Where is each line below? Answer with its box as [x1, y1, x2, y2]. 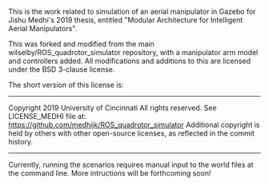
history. [8, 137, 34, 146]
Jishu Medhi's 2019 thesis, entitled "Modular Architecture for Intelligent [8, 15, 243, 25]
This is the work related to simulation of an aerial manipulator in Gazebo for [8, 7, 256, 16]
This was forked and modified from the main [8, 39, 155, 49]
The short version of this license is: [8, 80, 124, 89]
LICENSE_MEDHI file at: [8, 112, 86, 121]
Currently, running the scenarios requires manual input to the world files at [8, 160, 254, 169]
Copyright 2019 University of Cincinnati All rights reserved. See [8, 103, 217, 113]
